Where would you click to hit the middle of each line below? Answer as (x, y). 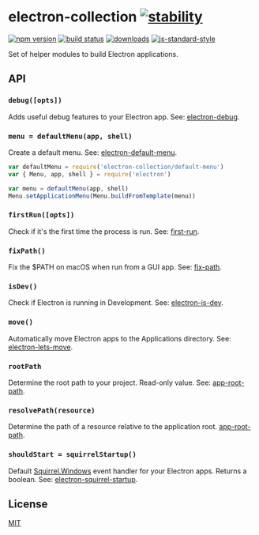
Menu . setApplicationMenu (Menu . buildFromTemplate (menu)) (102, 196)
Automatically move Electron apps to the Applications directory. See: (120, 338)
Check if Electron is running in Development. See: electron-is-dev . (116, 303)
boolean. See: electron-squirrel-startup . (73, 479)
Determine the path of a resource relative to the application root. (113, 427)
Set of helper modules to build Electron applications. (94, 54)
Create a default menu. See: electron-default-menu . (93, 152)
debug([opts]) (35, 100)
